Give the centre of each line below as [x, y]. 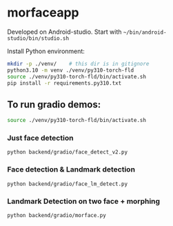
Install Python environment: [46, 51]
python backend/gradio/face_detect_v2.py [68, 152]
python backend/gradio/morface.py [57, 216]
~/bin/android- [145, 32]
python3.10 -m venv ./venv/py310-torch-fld [71, 70]
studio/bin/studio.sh [38, 38]
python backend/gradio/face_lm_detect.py [68, 184]
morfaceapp [43, 13]
